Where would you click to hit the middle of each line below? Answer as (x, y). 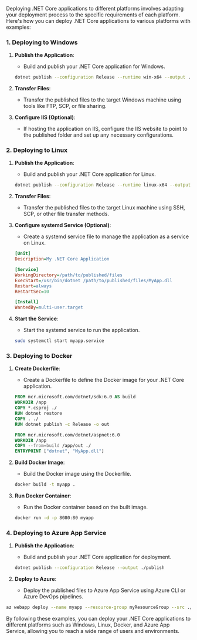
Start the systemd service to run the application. (81, 330)
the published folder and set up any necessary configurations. (98, 135)
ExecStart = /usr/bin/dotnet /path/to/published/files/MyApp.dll (94, 280)
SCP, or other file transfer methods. (66, 214)
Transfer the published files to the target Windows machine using (102, 100)
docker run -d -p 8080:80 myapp (54, 518)
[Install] (27, 302)
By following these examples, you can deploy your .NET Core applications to (98, 618)
